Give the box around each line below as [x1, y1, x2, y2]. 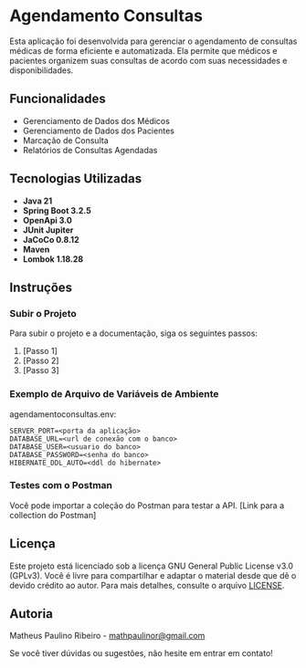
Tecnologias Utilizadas [9, 171, 142, 187]
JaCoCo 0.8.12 [22, 234, 79, 245]
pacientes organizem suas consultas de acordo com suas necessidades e [9, 55, 288, 66]
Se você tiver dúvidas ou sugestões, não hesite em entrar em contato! [9, 648, 274, 659]
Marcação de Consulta [22, 134, 110, 146]
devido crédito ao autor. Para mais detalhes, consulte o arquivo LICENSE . [9, 579, 285, 590]
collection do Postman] [9, 509, 97, 520]
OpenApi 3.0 [22, 214, 73, 225]
